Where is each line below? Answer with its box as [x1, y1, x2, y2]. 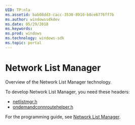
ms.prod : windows [5, 31, 42, 36]
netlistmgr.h [12, 98, 38, 104]
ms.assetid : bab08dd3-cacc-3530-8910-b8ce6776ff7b [5, 12, 114, 17]
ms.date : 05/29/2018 [5, 21, 49, 27]
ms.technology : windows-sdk [5, 36, 65, 41]
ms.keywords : [5, 26, 33, 31]
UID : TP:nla [5, 7, 30, 13]
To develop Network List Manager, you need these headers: [5, 89, 130, 95]
